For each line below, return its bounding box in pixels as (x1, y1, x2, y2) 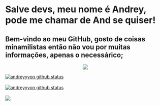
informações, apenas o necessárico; (5, 50, 123, 59)
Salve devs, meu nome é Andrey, (5, 4, 146, 15)
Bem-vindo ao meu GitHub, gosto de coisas (5, 35, 146, 43)
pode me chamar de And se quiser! (5, 14, 156, 26)
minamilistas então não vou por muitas (5, 42, 131, 51)
